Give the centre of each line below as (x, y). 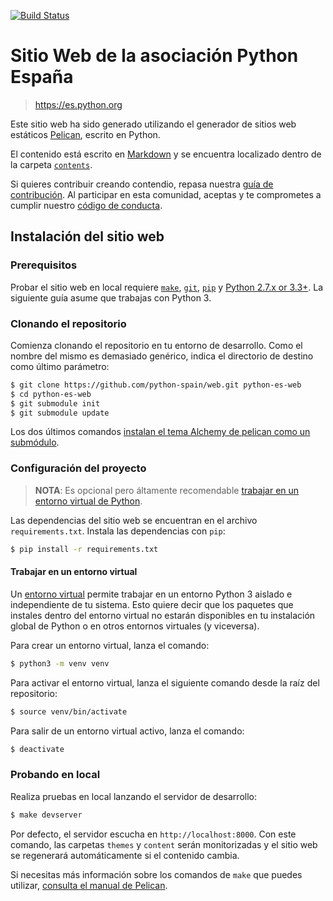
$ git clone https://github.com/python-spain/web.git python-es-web (156, 385)
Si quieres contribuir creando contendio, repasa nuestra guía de (142, 184)
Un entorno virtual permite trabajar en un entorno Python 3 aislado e (151, 594)
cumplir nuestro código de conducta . (86, 205)
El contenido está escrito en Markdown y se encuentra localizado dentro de (166, 154)
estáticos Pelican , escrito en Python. (85, 134)
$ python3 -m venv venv (60, 663)
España (42, 77)
